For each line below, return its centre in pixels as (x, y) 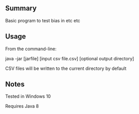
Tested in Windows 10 (28, 96)
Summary (21, 8)
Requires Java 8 (22, 106)
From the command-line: (31, 49)
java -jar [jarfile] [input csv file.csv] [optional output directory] (70, 58)
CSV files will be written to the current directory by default (66, 68)
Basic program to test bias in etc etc (43, 20)
